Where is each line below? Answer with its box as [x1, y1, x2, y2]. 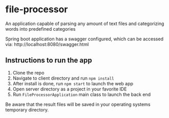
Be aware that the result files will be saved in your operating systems [5, 101, 151, 107]
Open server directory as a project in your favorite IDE [12, 86, 127, 92]
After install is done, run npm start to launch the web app [12, 80, 134, 86]
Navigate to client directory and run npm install [12, 75, 114, 81]
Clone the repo [12, 69, 45, 76]
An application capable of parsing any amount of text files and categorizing [5, 20, 164, 27]
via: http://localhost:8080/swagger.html [5, 41, 89, 47]
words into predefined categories [5, 26, 76, 32]
